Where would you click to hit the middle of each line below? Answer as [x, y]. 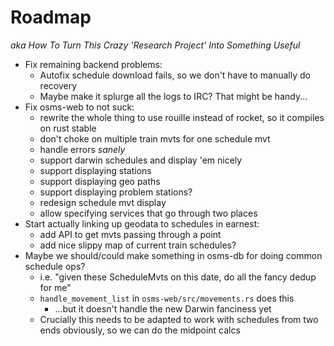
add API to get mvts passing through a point [130, 234]
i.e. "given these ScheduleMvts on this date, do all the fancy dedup [178, 277]
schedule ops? [55, 266]
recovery [58, 85]
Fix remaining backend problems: [93, 64]
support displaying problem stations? [116, 192]
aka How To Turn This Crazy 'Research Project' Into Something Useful [155, 45]
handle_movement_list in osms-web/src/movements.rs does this [167, 298]
